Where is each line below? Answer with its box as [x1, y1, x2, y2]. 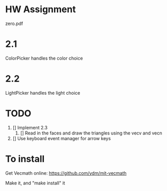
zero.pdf [5, 20, 23, 26]
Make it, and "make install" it [5, 180, 65, 186]
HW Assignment [5, 4, 76, 15]
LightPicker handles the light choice [5, 90, 80, 96]
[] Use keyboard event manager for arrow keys [12, 135, 111, 141]
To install [5, 153, 45, 165]
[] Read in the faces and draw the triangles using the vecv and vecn [20, 130, 162, 136]
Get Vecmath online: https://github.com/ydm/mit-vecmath [5, 170, 127, 176]
